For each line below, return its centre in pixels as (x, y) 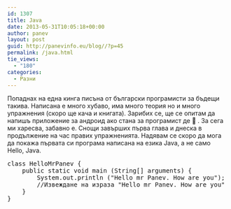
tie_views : (23, 59)
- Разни (25, 79)
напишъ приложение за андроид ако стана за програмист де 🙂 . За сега (115, 121)
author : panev (28, 33)
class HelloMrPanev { (44, 164)
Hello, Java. (24, 150)
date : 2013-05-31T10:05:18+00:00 (56, 27)
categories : (24, 72)
